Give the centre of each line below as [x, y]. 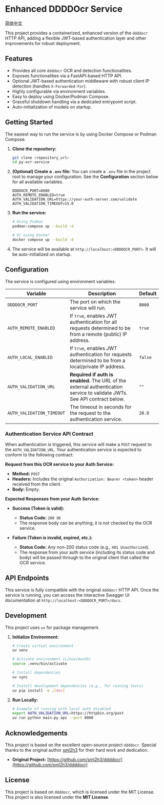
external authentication [96, 386]
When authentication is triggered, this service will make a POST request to [79, 444]
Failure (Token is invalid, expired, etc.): [52, 537]
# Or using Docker [31, 235]
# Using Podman [28, 222]
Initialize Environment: [35, 637]
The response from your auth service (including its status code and [87, 552]
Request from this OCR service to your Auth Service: [60, 464]
